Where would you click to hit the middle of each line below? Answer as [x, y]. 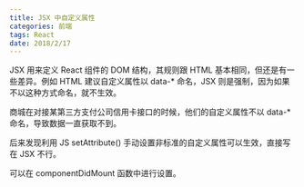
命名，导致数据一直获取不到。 [65, 123]
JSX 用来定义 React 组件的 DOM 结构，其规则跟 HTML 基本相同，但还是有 [148, 70]
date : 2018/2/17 [40, 43]
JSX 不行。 [41, 154]
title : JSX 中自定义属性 [52, 18]
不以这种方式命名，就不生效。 [65, 93]
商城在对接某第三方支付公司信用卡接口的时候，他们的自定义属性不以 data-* [150, 112]
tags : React [32, 34]
